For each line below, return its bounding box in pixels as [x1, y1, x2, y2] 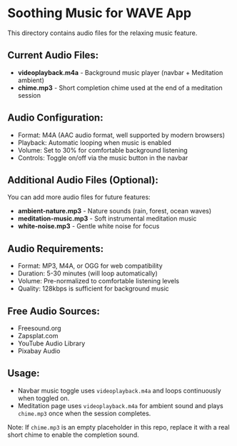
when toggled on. [17, 394, 70, 402]
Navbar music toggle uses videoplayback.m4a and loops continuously [17, 386, 221, 395]
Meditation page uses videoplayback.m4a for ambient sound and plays [17, 401, 223, 410]
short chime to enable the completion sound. [7, 430, 139, 439]
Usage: [7, 368, 41, 380]
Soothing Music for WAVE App [7, 5, 191, 21]
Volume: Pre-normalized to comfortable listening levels [17, 277, 180, 285]
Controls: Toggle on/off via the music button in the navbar [17, 153, 188, 162]
